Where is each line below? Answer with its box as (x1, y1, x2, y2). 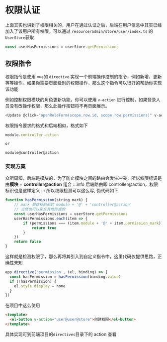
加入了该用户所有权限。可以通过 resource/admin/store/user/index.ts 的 (5, 28, 153, 34)
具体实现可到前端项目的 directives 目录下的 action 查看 (5, 331, 117, 337)
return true (31, 225, 57, 230)
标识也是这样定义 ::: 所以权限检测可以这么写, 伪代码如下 (5, 188, 118, 194)
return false (14, 239, 41, 244)
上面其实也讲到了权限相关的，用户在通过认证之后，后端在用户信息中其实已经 (5, 22, 162, 28)
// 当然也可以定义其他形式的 (14, 207, 66, 212)
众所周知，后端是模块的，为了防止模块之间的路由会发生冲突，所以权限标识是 (5, 175, 162, 181)
